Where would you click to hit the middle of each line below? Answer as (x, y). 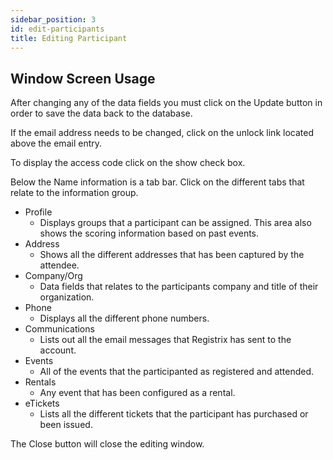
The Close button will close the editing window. (107, 444)
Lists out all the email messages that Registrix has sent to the (165, 340)
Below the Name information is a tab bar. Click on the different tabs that (157, 182)
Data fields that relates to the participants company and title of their (179, 287)
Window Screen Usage (83, 78)
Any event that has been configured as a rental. (137, 393)
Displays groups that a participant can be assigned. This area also (175, 223)
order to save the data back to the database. (101, 113)
